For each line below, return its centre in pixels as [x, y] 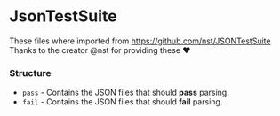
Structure [30, 73]
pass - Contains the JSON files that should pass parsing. [125, 93]
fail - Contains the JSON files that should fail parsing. [122, 102]
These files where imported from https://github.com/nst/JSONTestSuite [140, 41]
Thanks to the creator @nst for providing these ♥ [100, 50]
